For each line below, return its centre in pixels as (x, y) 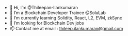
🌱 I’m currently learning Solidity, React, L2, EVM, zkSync (66, 18)
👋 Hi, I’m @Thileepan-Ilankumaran (44, 8)
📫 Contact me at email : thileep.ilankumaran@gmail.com (66, 28)
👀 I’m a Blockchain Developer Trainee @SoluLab (57, 13)
